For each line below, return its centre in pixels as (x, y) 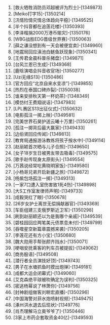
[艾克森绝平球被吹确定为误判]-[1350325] (55, 279)
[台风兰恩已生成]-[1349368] (42, 64)
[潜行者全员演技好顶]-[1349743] (46, 260)
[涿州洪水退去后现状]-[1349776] (46, 305)
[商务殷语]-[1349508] (35, 254)
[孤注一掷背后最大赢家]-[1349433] (49, 128)
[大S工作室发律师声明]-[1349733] (48, 191)
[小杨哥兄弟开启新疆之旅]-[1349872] (51, 172)
